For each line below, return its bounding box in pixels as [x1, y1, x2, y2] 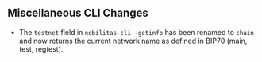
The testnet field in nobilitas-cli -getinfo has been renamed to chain [18, 27, 255, 37]
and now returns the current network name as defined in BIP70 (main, [18, 36, 248, 45]
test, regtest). [18, 44, 64, 54]
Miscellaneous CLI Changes [7, 6, 148, 20]
